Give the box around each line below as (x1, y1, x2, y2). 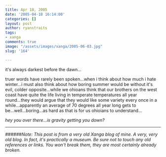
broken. (5, 147, 21, 153)
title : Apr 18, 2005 (5, 7, 48, 12)
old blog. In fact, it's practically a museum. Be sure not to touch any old (5, 136, 151, 142)
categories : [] (5, 16, 37, 21)
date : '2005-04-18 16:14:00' (5, 12, 65, 17)
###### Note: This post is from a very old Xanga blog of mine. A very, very (5, 131, 158, 137)
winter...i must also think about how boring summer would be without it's (5, 81, 153, 87)
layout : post (5, 21, 32, 26)
